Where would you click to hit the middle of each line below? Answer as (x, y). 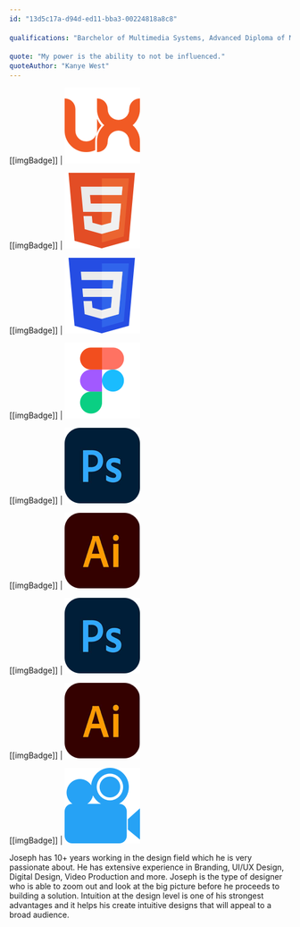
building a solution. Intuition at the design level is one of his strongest (137, 896)
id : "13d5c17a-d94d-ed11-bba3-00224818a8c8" (93, 19)
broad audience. (39, 914)
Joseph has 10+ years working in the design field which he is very (131, 858)
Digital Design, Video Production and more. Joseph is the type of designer (146, 876)
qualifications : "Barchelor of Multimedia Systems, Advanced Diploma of (147, 38)
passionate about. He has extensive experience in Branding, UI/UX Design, (147, 867)
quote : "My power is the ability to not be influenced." (117, 57)
